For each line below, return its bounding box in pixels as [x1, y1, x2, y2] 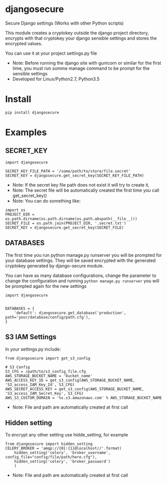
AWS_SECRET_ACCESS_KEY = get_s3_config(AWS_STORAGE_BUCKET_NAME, [5, 386, 144, 392]
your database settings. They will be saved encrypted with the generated [5, 257, 156, 263]
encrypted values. [5, 40, 42, 46]
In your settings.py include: [5, 346, 61, 352]
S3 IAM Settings [5, 333, 56, 342]
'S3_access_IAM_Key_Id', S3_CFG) [5, 382, 75, 387]
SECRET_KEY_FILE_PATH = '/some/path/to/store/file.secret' [5, 169, 131, 174]
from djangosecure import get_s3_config [5, 356, 91, 361]
